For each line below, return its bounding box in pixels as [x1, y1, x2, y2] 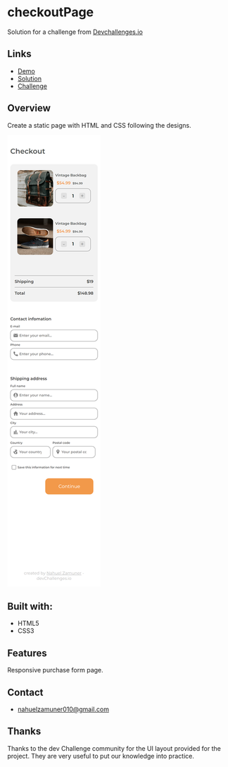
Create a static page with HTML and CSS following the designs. [7, 121, 191, 129]
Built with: [7, 600, 53, 612]
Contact [7, 686, 44, 699]
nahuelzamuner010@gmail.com [17, 705, 109, 713]
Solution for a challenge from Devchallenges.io [7, 28, 143, 36]
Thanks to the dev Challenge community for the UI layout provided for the [7, 744, 222, 752]
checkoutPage [7, 4, 94, 20]
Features [7, 647, 47, 659]
